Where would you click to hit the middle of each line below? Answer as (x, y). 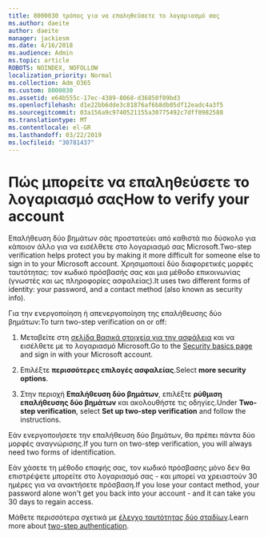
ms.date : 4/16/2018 (41, 46)
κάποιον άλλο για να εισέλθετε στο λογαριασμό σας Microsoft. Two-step (130, 247)
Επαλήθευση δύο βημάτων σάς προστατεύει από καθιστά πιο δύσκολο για (132, 238)
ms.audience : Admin (41, 53)
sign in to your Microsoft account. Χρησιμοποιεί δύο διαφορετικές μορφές (131, 264)
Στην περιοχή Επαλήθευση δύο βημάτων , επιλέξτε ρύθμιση (121, 394)
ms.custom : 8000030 (41, 90)
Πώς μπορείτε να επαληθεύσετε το (129, 182)
